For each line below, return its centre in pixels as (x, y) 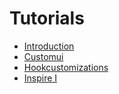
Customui (43, 56)
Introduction (49, 46)
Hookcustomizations (66, 67)
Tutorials (47, 18)
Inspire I (40, 78)
